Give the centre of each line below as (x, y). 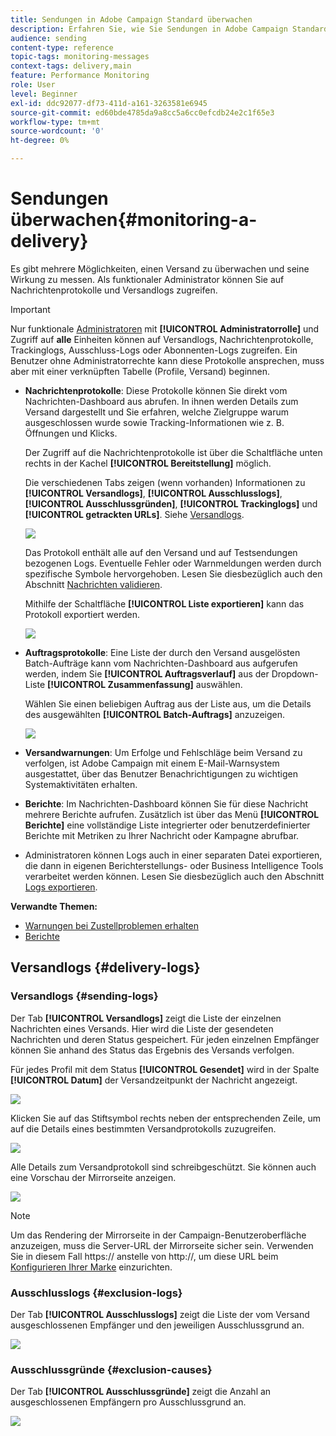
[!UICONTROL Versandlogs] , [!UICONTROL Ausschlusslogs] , (153, 493)
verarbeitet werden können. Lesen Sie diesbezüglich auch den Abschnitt (174, 876)
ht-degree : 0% (40, 141)
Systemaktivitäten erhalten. (81, 784)
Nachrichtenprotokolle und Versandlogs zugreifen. (114, 290)
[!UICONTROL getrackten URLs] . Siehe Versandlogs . (134, 514)
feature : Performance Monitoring (80, 76)
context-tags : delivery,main (71, 66)
